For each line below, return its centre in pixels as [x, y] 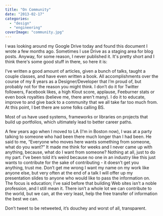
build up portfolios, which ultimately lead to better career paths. [69, 122]
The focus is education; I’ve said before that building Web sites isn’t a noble [81, 183]
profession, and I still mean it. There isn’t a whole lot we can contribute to [79, 188]
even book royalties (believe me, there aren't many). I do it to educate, [75, 97]
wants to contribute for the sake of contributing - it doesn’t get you [72, 162]
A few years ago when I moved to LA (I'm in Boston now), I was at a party [79, 131]
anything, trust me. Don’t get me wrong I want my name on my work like [77, 168]
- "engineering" [26, 28]
